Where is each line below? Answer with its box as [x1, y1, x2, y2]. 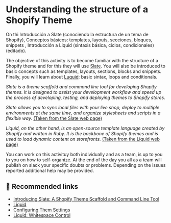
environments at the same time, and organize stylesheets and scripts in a [6, 110, 161, 116]
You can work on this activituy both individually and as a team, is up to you [6, 151, 163, 157]
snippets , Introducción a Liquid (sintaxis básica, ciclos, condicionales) [6, 42, 155, 48]
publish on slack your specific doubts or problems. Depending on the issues [6, 162, 166, 168]
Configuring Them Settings [13, 207, 70, 213]
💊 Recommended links [6, 182, 79, 191]
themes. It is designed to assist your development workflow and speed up [6, 89, 161, 95]
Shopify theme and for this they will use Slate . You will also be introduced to [6, 63, 165, 69]
